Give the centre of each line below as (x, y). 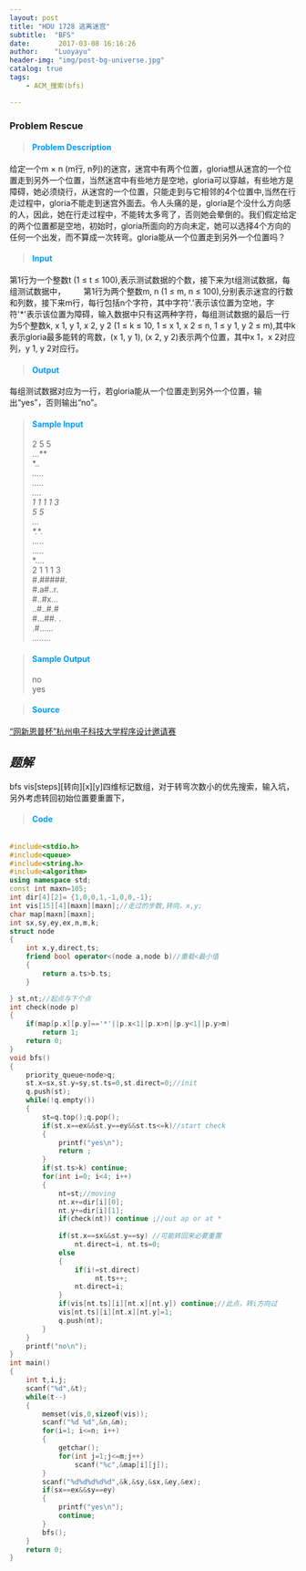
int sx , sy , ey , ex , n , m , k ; (55, 923)
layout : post (34, 18)
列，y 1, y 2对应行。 (46, 348)
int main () (30, 1363)
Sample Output (61, 658)
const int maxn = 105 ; (49, 889)
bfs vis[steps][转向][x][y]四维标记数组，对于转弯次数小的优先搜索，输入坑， (152, 786)
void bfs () (30, 1058)
